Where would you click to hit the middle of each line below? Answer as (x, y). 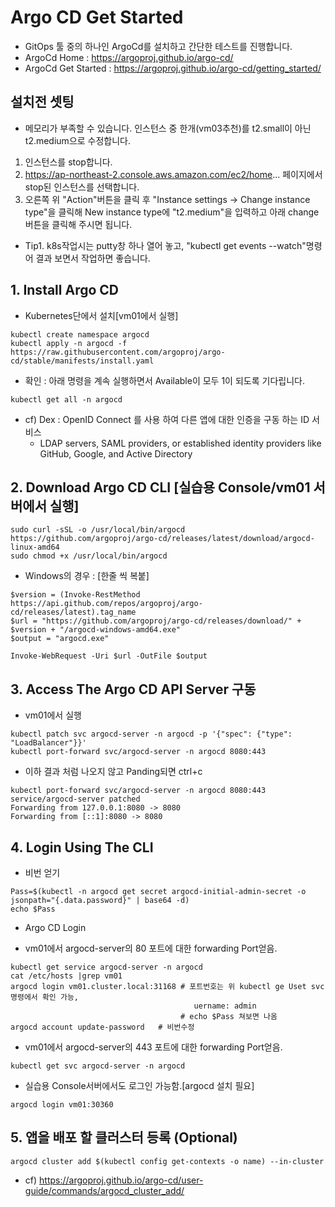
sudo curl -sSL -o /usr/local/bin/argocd (98, 530)
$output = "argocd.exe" (60, 639)
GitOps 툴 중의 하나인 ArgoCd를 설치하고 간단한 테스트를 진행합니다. (158, 46)
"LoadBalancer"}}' (48, 743)
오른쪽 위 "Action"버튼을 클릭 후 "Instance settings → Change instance (167, 199)
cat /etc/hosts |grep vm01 (66, 976)
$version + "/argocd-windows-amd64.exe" (96, 630)
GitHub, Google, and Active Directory (116, 453)
